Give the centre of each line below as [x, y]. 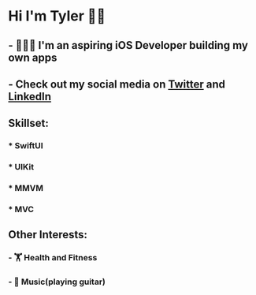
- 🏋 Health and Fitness [53, 258]
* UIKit [21, 167]
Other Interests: [48, 235]
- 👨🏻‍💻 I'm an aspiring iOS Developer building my [128, 45]
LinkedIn [30, 97]
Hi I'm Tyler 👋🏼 [57, 16]
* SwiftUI [26, 146]
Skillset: [28, 123]
